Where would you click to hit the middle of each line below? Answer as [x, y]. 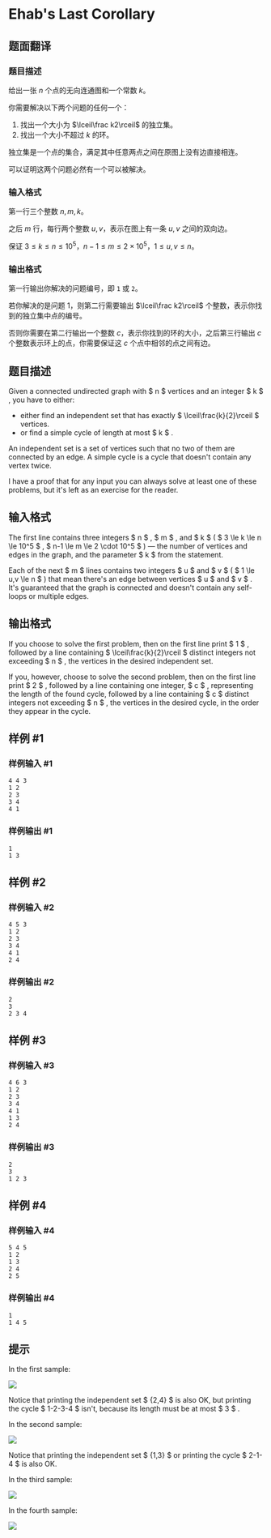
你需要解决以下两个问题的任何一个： [69, 107]
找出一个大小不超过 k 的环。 [67, 135]
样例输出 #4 [32, 1298]
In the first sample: [40, 1369]
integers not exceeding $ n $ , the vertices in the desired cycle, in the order [134, 703]
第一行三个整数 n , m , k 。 [48, 211]
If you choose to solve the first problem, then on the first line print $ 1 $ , [129, 643]
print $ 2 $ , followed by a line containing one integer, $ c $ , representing [131, 685]
